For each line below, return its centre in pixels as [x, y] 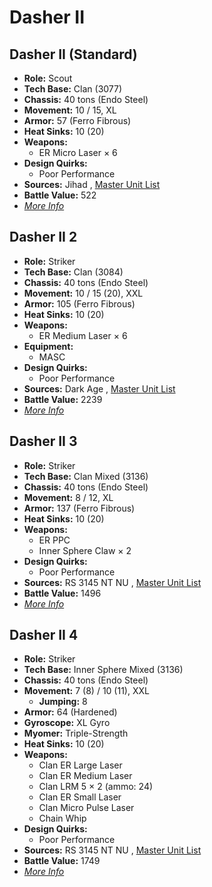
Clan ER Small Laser [80, 797]
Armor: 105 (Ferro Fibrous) [79, 303]
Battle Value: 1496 [62, 593]
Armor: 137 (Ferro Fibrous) [79, 508]
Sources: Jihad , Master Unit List [92, 184]
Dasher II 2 [43, 237]
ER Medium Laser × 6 [83, 335]
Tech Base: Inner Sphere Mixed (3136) [103, 670]
